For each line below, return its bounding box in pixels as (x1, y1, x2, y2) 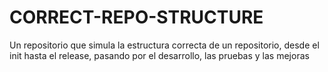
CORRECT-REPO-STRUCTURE (9, 6, 264, 29)
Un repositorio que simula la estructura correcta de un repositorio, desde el (9, 39, 320, 51)
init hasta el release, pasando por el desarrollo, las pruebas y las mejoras (9, 49, 310, 61)
